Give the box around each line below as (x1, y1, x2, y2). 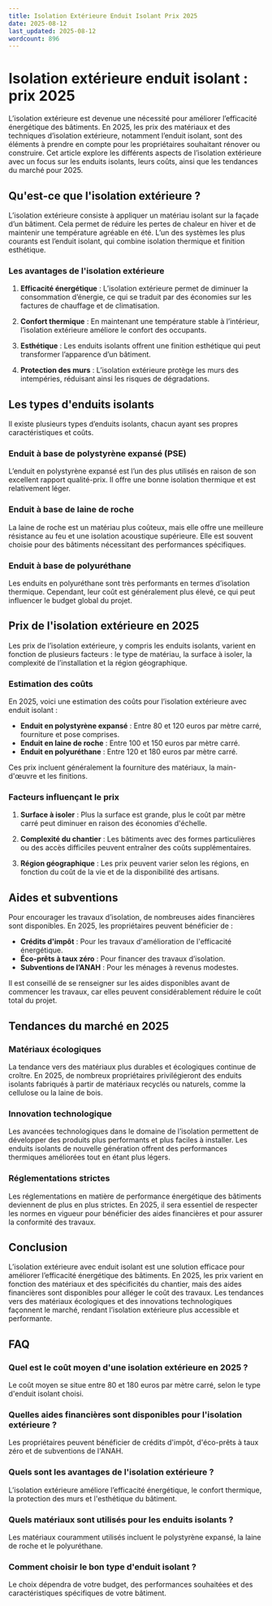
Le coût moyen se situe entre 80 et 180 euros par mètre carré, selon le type (8, 1380, 261, 1389)
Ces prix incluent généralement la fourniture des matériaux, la (8, 762, 215, 772)
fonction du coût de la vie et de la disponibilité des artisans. (19, 867, 220, 877)
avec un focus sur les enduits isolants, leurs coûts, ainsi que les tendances (8, 157, 258, 166)
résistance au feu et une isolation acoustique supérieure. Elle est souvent (8, 531, 253, 541)
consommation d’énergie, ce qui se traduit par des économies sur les (19, 292, 252, 302)
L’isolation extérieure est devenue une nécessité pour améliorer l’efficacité (8, 114, 257, 123)
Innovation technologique (8, 1107, 112, 1119)
